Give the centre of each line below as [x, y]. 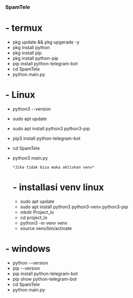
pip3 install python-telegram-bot [47, 138]
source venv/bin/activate [46, 228]
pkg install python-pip [35, 58]
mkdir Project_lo [37, 212]
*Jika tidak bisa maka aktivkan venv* [53, 167]
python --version [30, 263]
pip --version [26, 268]
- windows [28, 249]
